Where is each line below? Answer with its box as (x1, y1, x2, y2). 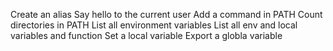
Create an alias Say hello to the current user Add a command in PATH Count (10, 9, 323, 20)
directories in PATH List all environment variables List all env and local (10, 19, 298, 31)
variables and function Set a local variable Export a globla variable (10, 30, 283, 41)
